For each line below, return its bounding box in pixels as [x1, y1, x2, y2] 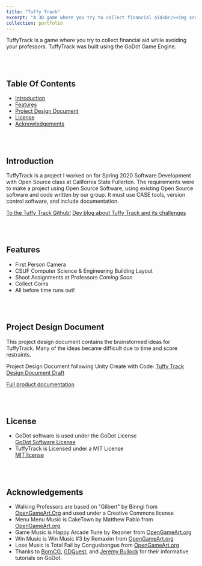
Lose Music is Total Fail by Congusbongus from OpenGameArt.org [14, 541, 179, 549]
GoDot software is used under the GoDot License [14, 432, 137, 439]
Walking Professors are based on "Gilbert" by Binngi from [14, 503, 158, 510]
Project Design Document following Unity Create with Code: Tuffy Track [6, 363, 185, 370]
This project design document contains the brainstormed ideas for [6, 338, 170, 345]
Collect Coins [14, 280, 49, 287]
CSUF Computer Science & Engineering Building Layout [14, 267, 153, 275]
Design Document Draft [6, 369, 65, 376]
